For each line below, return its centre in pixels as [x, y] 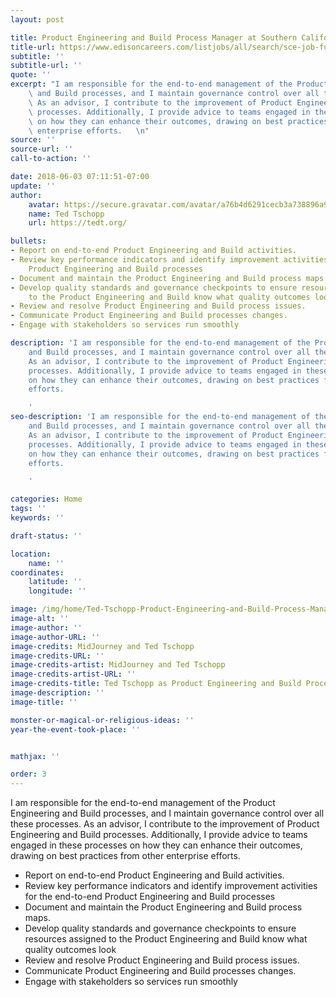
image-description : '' [57, 693]
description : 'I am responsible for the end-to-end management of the [160, 343]
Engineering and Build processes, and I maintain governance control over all [167, 813]
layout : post [37, 19]
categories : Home [46, 499]
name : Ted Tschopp [66, 214]
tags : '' [28, 509]
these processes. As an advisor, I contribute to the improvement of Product [165, 824]
